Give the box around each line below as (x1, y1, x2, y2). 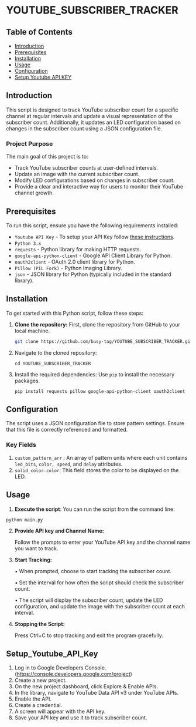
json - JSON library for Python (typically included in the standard (14, 271, 171, 278)
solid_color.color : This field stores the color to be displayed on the (14, 466, 179, 473)
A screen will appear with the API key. (14, 708, 106, 715)
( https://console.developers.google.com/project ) (14, 671, 133, 678)
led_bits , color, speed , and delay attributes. (14, 460, 123, 467)
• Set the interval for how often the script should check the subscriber (14, 579, 184, 586)
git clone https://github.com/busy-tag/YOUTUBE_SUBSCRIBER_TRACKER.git (14, 338, 193, 344)
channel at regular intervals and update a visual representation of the (6, 112, 173, 119)
